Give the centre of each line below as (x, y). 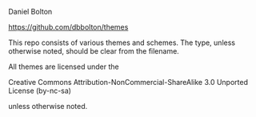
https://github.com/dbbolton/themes (68, 27)
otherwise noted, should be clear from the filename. (94, 51)
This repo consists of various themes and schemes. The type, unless (122, 42)
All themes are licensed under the (64, 67)
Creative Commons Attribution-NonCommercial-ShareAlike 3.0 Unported (128, 82)
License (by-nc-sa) (40, 91)
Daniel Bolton (30, 12)
